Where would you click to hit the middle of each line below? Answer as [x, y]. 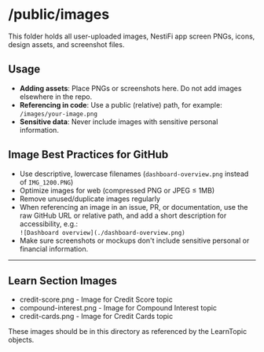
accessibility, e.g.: [49, 224]
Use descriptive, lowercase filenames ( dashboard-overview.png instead [134, 174]
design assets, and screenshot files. [66, 44]
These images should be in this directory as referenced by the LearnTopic [128, 332]
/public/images [59, 15]
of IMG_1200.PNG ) [46, 181]
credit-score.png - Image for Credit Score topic [96, 299]
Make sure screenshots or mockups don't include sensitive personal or [134, 240]
